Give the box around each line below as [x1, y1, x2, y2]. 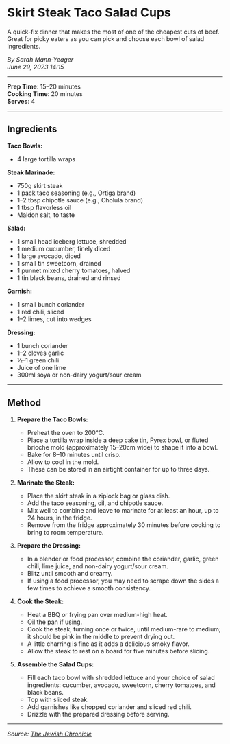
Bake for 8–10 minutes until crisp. [27, 450, 121, 458]
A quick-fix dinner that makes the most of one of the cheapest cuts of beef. [7, 27, 220, 36]
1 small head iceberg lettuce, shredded [16, 237, 127, 245]
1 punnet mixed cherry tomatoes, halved [16, 266, 131, 275]
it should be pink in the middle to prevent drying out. [27, 632, 175, 640]
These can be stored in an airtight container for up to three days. [27, 465, 210, 473]
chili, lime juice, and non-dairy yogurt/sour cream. [27, 561, 169, 570]
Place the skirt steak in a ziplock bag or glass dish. [27, 491, 170, 500]
